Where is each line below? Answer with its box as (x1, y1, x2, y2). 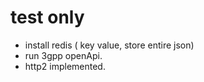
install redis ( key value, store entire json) (24, 39, 195, 51)
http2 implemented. (24, 60, 106, 72)
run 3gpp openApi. (24, 49, 103, 61)
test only (10, 6, 85, 29)
